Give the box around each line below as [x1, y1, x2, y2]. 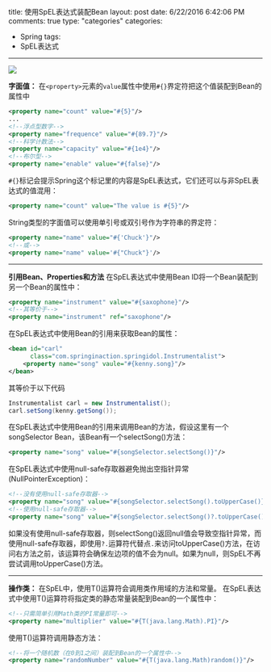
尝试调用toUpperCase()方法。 [8, 558, 107, 568]
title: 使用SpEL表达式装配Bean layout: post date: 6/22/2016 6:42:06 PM [8, 7, 245, 16]
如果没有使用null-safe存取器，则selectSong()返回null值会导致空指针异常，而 [8, 528, 262, 538]
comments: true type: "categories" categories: [8, 16, 163, 26]
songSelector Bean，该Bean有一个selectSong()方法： [8, 432, 188, 442]
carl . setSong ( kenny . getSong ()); [8, 406, 117, 414]
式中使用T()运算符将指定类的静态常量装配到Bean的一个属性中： [8, 593, 219, 603]
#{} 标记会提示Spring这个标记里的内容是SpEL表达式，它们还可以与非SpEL [8, 176, 252, 185]
